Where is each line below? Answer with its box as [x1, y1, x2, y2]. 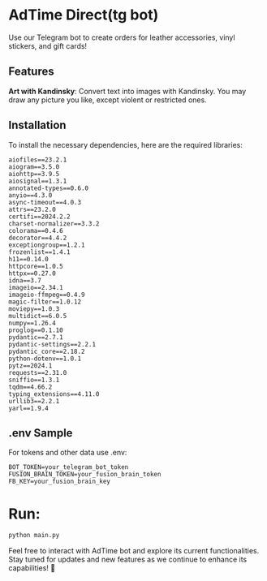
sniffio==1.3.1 [8, 376, 60, 384]
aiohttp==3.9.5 [8, 170, 60, 178]
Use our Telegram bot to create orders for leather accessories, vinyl [8, 32, 235, 42]
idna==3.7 [8, 276, 42, 285]
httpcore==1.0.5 [8, 262, 63, 270]
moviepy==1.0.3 [8, 304, 60, 313]
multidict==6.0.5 [8, 312, 67, 320]
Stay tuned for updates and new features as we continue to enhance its [8, 554, 248, 565]
